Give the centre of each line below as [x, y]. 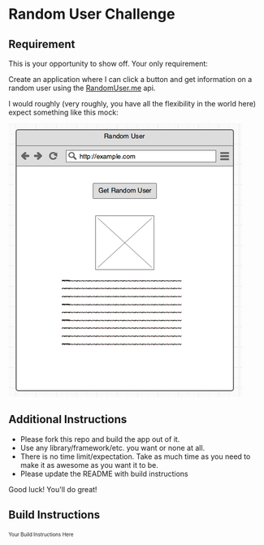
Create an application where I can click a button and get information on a [130, 79]
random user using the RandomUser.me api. [82, 88]
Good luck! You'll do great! [53, 489]
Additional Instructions [68, 420]
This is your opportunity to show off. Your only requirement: [108, 63]
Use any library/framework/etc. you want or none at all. [113, 448]
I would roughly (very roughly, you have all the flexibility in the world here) [132, 104]
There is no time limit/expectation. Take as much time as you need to [135, 456]
